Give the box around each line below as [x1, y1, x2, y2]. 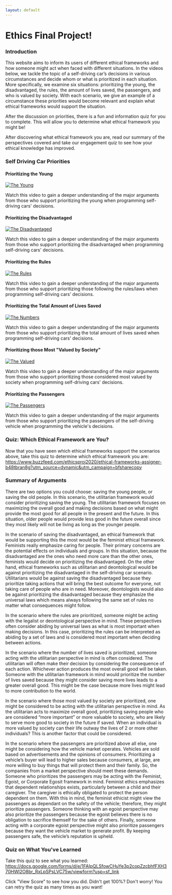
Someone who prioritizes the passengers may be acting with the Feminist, [5, 773, 162, 779]
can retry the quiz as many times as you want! [5, 884, 103, 890]
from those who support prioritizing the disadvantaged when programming [5, 241, 164, 248]
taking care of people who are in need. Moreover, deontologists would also [5, 586, 164, 592]
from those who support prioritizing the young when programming [5, 197, 145, 203]
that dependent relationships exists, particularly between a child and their [5, 784, 161, 790]
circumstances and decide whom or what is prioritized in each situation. [5, 76, 158, 82]
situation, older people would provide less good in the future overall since [5, 516, 161, 522]
